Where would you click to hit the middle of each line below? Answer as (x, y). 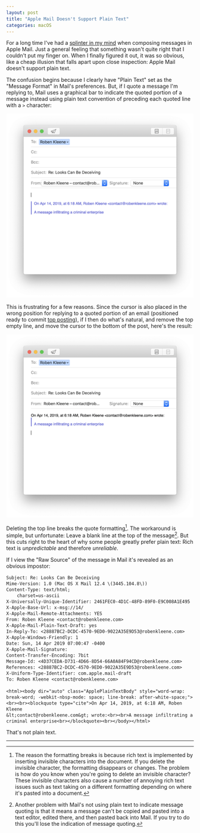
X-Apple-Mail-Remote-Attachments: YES (54, 614)
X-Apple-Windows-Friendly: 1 (42, 638)
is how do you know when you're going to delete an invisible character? (103, 774)
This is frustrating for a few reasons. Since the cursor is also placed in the (97, 307)
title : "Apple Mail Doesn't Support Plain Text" (68, 19)
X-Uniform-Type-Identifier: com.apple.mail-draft (69, 673)
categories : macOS (29, 25)
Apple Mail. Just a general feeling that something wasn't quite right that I (95, 49)
